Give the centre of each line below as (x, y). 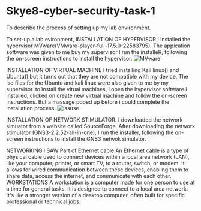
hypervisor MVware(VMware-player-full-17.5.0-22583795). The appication (98, 46)
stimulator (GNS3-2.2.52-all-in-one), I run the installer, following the (90, 132)
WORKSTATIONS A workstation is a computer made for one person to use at (100, 182)
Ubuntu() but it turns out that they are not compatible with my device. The (97, 76)
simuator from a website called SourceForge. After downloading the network (101, 126)
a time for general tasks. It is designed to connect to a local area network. (97, 189)
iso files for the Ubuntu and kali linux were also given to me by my (88, 83)
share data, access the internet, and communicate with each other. (89, 176)
